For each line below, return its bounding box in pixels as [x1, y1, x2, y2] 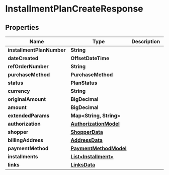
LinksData [70, 161, 96, 168]
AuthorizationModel [70, 121, 120, 127]
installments [8, 153, 38, 160]
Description [131, 38, 160, 45]
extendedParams [8, 112, 50, 119]
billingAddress [8, 137, 44, 144]
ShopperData [70, 129, 103, 135]
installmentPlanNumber [8, 46, 66, 53]
